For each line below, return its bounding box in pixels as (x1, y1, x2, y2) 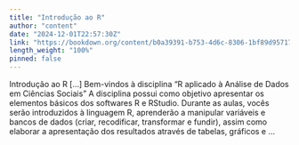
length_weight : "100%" (9, 46, 93, 55)
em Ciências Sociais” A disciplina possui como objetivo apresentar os (9, 88, 264, 99)
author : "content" (9, 21, 77, 30)
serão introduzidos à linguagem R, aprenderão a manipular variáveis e (9, 108, 266, 117)
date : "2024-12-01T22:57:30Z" (9, 29, 122, 38)
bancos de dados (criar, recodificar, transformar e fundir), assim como (9, 117, 268, 127)
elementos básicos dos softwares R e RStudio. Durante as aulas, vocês (9, 98, 270, 108)
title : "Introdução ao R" (9, 12, 105, 22)
